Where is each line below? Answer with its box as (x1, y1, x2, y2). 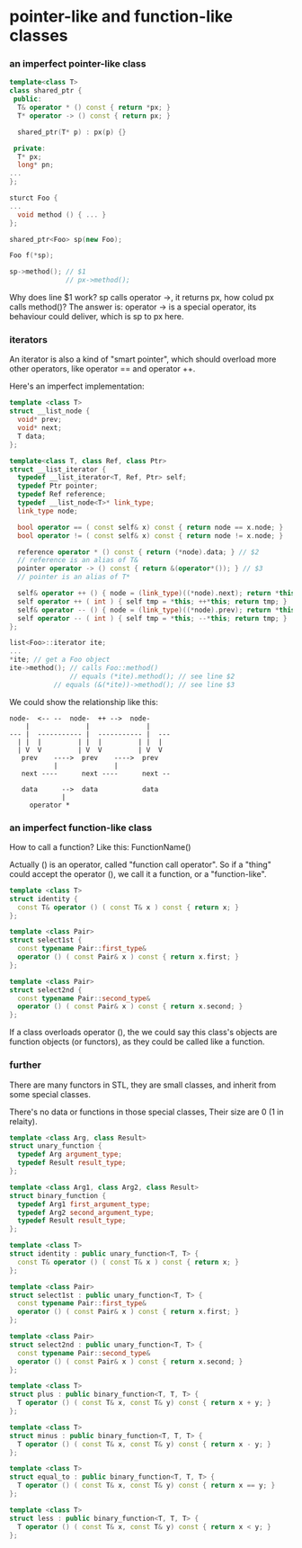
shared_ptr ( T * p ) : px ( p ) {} (17, 128, 127, 137)
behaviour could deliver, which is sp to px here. (9, 311, 184, 322)
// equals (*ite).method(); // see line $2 (69, 672, 235, 681)
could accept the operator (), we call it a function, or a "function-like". (9, 868, 267, 879)
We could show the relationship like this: (9, 696, 159, 707)
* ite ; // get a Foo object (9, 655, 111, 665)
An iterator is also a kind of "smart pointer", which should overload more (9, 353, 277, 365)
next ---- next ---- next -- (21, 769, 171, 778)
